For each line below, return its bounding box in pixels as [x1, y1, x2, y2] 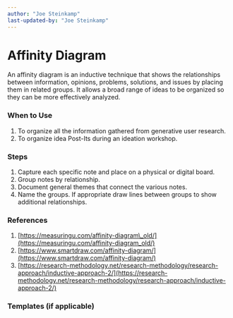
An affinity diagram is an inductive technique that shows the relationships [7, 71, 221, 79]
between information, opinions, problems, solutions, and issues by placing [7, 78, 224, 87]
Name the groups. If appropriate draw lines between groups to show [17, 190, 217, 199]
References [7, 215, 48, 225]
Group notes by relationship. [17, 176, 100, 184]
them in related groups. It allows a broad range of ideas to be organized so [7, 85, 225, 94]
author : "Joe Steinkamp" [7, 10, 80, 18]
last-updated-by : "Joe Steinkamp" [7, 17, 109, 24]
